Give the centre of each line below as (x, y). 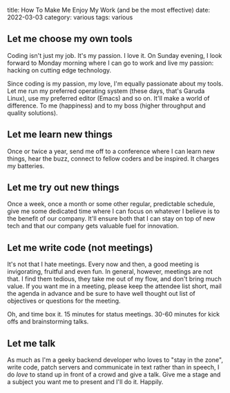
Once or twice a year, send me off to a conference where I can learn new (111, 151)
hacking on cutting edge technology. (59, 70)
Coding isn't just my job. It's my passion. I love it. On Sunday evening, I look (115, 55)
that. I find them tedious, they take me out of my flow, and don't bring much (115, 279)
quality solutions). (32, 112)
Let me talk (31, 343)
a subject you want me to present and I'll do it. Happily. (85, 382)
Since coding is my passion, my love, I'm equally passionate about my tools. (115, 83)
